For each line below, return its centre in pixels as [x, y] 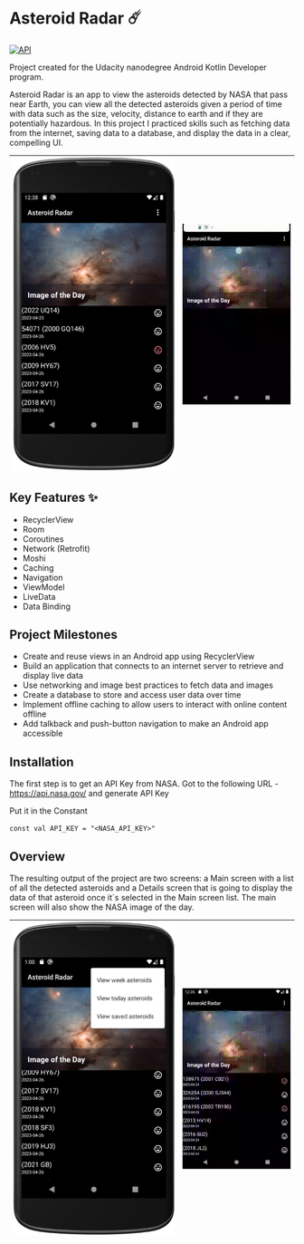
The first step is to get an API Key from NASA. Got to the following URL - [144, 784]
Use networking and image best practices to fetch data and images [148, 685]
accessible [43, 733]
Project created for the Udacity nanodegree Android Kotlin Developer [138, 67]
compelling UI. [36, 142]
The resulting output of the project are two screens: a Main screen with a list [152, 878]
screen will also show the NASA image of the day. [102, 907]
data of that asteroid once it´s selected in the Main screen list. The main [143, 897]
